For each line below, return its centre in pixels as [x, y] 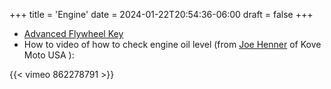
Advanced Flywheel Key [73, 33]
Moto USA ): [49, 55]
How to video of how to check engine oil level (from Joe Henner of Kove [172, 44]
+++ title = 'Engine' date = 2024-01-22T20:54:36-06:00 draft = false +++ [161, 14]
